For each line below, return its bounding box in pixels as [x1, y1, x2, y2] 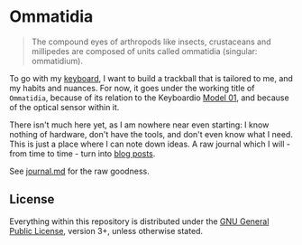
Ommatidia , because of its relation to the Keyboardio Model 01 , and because [9, 92, 290, 103]
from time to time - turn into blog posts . [9, 147, 156, 159]
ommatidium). [31, 55, 84, 66]
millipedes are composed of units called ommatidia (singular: [31, 45, 258, 56]
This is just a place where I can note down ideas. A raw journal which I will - [9, 138, 291, 149]
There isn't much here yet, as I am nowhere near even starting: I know [9, 119, 270, 130]
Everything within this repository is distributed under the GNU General [9, 215, 270, 227]
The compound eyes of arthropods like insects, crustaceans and [31, 36, 272, 47]
